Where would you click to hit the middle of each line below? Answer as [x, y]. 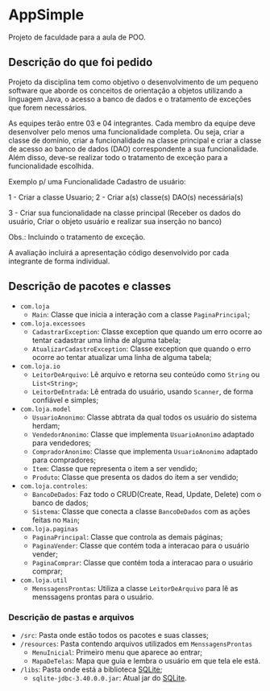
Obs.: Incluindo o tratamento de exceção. [77, 237]
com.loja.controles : [54, 486]
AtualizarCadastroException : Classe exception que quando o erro [141, 349]
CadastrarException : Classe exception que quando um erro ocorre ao [147, 331]
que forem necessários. [48, 107]
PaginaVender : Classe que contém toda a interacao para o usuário [141, 545]
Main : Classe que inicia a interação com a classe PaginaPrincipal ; [141, 314]
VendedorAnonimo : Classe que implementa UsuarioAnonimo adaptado [143, 434]
